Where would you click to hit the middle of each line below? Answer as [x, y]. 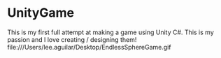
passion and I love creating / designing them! [72, 39]
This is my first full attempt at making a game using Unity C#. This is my [111, 32]
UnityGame [41, 13]
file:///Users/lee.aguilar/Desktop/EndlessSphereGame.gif [89, 47]
